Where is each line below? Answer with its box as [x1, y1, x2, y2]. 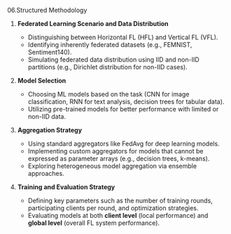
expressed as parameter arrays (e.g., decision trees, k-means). [27, 154, 210, 163]
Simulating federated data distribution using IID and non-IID [27, 55, 199, 64]
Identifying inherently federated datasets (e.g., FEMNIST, [27, 41, 192, 48]
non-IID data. [27, 112, 66, 121]
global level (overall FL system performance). [27, 219, 160, 227]
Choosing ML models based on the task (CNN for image [27, 90, 190, 98]
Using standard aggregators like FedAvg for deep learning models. [27, 139, 220, 148]
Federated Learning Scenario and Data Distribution [17, 20, 169, 27]
